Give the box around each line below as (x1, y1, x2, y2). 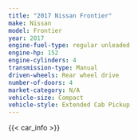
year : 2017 (8, 34, 45, 42)
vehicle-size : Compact (8, 94, 84, 102)
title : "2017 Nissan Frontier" (8, 11, 112, 20)
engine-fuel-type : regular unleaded (8, 42, 130, 50)
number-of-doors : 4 (8, 78, 73, 86)
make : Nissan (8, 19, 52, 27)
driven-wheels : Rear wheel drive (8, 71, 120, 79)
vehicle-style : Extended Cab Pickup (8, 101, 130, 109)
